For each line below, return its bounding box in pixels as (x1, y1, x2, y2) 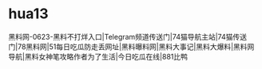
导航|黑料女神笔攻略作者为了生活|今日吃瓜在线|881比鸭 (8, 52, 188, 61)
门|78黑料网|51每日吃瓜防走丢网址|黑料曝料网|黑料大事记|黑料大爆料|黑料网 (8, 41, 255, 52)
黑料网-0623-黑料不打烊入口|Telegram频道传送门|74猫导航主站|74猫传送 (8, 32, 248, 41)
